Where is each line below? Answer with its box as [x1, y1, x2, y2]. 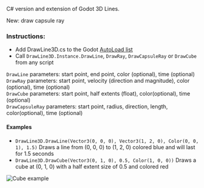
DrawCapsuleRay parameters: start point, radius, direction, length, [6, 103, 168, 110]
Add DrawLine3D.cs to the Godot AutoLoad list [15, 46, 133, 54]
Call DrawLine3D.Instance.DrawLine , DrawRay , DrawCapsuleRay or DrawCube [15, 52, 197, 60]
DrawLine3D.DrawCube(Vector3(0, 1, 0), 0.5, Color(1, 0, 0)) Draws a [15, 156, 197, 164]
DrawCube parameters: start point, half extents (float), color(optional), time [6, 90, 191, 97]
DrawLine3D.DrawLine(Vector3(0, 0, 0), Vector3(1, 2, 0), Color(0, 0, [15, 138, 199, 144]
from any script [15, 59, 54, 66]
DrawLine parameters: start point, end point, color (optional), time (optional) [6, 71, 195, 78]
